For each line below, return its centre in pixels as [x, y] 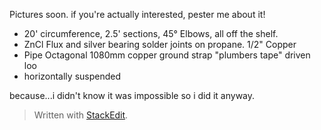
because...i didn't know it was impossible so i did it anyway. [132, 95]
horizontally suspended [72, 76]
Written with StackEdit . [81, 115]
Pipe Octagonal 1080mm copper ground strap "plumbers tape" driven [167, 55]
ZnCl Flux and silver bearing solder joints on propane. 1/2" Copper [160, 44]
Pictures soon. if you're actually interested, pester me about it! [137, 14]
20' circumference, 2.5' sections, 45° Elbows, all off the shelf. [151, 33]
